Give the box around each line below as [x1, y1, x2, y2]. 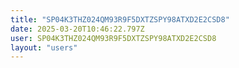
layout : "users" [10, 42, 78, 53]
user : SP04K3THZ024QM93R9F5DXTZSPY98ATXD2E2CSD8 [10, 33, 217, 43]
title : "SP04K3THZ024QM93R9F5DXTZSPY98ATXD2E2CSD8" [10, 14, 230, 25]
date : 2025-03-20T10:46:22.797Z [10, 24, 145, 34]
